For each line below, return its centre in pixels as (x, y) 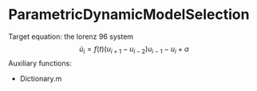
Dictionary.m (41, 78)
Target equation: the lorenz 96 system (71, 36)
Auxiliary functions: (40, 63)
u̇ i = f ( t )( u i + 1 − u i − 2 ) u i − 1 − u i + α (134, 49)
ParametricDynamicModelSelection (129, 15)
